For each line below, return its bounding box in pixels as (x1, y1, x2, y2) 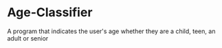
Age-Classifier (7, 5, 93, 20)
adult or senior (7, 34, 49, 42)
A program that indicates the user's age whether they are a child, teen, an (7, 27, 216, 35)
